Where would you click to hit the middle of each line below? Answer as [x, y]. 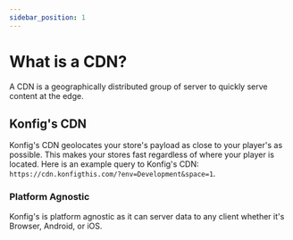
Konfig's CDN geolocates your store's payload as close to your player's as [146, 145]
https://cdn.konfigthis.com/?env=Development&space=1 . [113, 174]
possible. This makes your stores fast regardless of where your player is [142, 155]
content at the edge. [46, 95]
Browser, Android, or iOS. [56, 226]
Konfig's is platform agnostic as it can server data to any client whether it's [147, 216]
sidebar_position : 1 [48, 17]
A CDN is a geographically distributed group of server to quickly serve [138, 87]
